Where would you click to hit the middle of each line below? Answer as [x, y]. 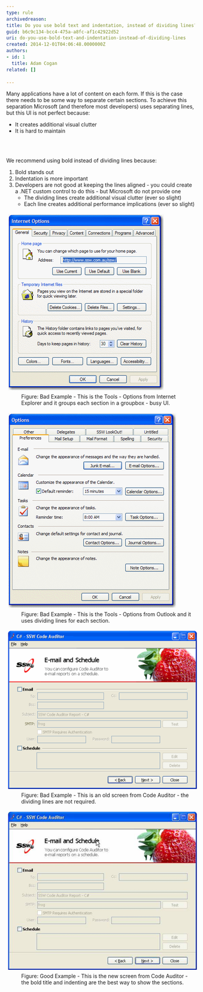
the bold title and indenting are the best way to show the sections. [103, 982]
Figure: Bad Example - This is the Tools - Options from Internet [99, 397]
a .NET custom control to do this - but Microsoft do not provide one [98, 192]
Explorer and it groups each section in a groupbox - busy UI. [96, 403]
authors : [17, 51]
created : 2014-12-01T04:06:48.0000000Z [56, 44]
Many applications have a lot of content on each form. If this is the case [94, 94]
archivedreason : [26, 19]
